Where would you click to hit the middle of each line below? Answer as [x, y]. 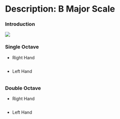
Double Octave [23, 88]
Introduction [20, 24]
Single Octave [22, 47]
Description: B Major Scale [60, 9]
